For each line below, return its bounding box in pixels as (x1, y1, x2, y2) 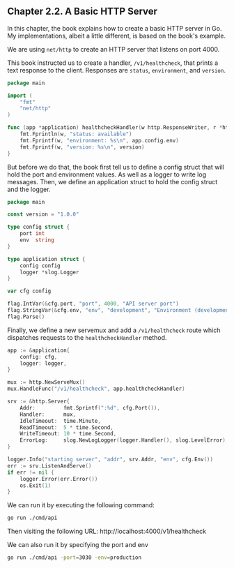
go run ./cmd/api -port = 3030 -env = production (7, 554, 141, 561)
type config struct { (7, 223, 70, 231)
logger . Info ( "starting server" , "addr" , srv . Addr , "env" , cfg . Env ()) (7, 456, 214, 463)
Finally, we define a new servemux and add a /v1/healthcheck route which (7, 326, 221, 334)
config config (19, 262, 61, 269)
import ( (7, 92, 33, 99)
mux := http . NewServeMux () (7, 379, 86, 386)
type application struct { (7, 255, 86, 262)
